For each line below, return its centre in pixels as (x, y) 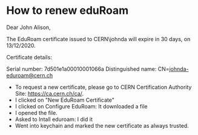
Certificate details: (29, 57)
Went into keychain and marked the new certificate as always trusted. (102, 125)
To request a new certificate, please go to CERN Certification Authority (103, 87)
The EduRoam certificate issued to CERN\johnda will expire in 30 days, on (98, 39)
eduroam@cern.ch (30, 75)
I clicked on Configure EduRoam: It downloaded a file (81, 106)
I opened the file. (36, 113)
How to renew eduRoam (68, 11)
